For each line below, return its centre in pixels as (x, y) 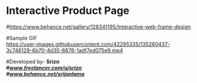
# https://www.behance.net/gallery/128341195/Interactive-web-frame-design (98, 27)
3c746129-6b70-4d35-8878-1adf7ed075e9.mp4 (64, 50)
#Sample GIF (22, 38)
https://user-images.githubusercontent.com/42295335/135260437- (88, 44)
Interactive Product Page (68, 11)
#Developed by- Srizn (33, 62)
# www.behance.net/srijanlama (45, 74)
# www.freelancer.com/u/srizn (44, 67)
